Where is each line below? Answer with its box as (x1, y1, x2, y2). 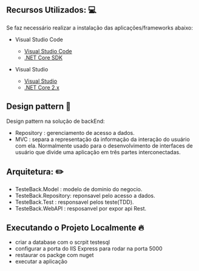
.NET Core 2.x (24, 83, 59, 91)
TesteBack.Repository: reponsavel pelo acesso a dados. (15, 192, 156, 200)
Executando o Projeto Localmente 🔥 (6, 223, 144, 233)
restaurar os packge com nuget (15, 252, 94, 259)
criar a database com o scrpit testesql (15, 238, 110, 246)
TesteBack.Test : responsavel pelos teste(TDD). (15, 198, 135, 206)
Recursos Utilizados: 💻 (6, 5, 97, 15)
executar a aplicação (15, 258, 68, 265)
